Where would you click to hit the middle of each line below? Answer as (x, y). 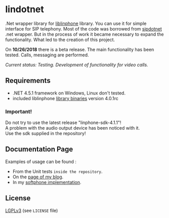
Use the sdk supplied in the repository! (46, 134)
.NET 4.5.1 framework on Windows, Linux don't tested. (69, 93)
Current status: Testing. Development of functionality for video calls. (77, 65)
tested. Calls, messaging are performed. (47, 55)
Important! (19, 111)
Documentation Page (39, 149)
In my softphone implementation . (47, 182)
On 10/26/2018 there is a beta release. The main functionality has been (80, 49)
